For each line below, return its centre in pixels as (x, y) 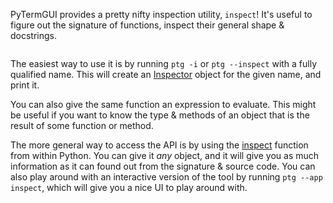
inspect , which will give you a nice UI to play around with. (129, 187)
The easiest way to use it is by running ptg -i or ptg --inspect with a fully (164, 63)
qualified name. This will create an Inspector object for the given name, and (166, 74)
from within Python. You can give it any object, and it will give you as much (165, 155)
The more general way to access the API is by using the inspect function (159, 145)
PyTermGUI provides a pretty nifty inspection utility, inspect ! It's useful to (161, 14)
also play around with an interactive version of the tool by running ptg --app (166, 177)
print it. (25, 85)
